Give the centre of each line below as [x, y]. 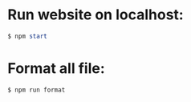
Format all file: [56, 68]
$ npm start [27, 36]
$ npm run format [37, 90]
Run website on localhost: [95, 15]
